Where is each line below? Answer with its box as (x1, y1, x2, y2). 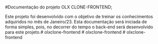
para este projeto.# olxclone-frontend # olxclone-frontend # (5, 29, 126, 35)
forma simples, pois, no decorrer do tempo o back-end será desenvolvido (5, 24, 154, 30)
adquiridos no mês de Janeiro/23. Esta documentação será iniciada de (5, 19, 147, 24)
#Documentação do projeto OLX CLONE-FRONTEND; (5, 4, 113, 10)
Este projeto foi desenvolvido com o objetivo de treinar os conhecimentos (5, 14, 153, 19)
